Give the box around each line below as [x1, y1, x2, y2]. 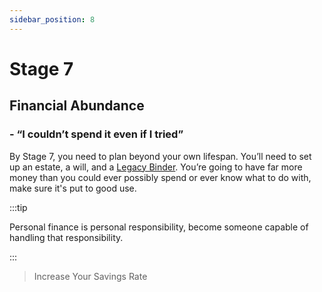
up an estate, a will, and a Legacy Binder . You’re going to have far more [9, 161, 303, 173]
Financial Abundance [9, 97, 145, 115]
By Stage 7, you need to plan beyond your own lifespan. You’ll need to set [9, 150, 312, 162]
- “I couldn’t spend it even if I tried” [9, 127, 184, 141]
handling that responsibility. [9, 231, 124, 243]
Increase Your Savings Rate [33, 270, 148, 282]
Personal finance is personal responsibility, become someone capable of [9, 221, 309, 233]
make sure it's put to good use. [9, 182, 137, 194]
